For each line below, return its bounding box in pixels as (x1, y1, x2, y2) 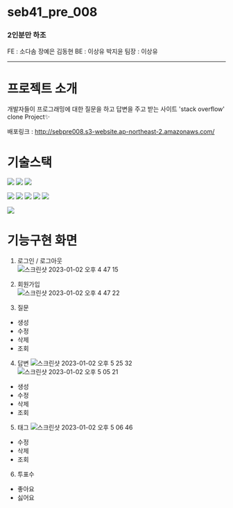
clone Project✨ (7, 112, 51, 121)
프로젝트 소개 (7, 81, 78, 96)
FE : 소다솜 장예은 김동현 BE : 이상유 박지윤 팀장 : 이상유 (7, 47, 158, 56)
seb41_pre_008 (7, 4, 98, 20)
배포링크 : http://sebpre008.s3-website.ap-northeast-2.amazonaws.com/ (7, 128, 215, 136)
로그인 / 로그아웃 (17, 257, 62, 265)
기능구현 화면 (7, 232, 78, 248)
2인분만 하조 (7, 31, 46, 40)
